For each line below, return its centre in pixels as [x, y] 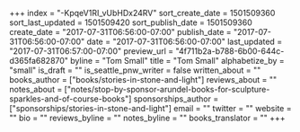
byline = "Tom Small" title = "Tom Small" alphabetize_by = [177, 61]
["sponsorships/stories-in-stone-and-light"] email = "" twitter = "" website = [150, 108]
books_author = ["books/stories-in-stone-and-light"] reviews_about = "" [143, 79]
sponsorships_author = [176, 99]
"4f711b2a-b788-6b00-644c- [230, 51]
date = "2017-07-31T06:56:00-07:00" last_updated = [185, 41]
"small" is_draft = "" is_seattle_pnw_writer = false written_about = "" [135, 70]
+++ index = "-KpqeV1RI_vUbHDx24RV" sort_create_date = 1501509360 [142, 13]
